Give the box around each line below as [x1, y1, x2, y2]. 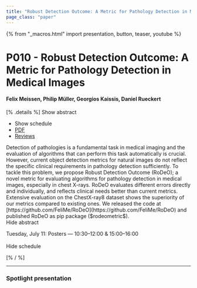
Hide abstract [6, 219, 39, 226]
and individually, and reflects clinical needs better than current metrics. [6, 187, 178, 195]
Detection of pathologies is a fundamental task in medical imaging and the [6, 143, 186, 150]
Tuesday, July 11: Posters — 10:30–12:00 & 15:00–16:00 [6, 230, 139, 237]
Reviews [14, 132, 35, 139]
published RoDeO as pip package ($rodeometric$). [6, 212, 130, 219]
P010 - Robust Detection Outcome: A [6, 51, 189, 64]
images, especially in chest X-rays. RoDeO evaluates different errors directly [6, 181, 191, 188]
